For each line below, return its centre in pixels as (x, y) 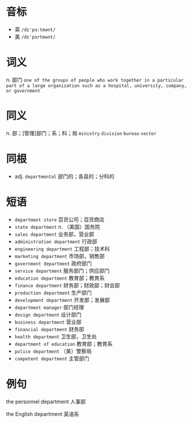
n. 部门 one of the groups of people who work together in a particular (95, 80)
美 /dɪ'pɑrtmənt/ (35, 36)
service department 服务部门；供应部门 (62, 270)
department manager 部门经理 (49, 307)
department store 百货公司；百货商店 (59, 219)
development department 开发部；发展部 (62, 300)
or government (23, 91)
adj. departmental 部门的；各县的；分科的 (64, 176)
